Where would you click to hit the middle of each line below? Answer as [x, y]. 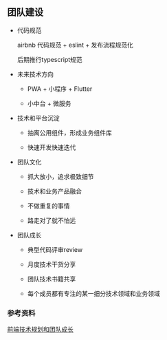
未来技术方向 [35, 74]
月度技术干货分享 [52, 264]
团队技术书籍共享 [52, 279]
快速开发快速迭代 [52, 147]
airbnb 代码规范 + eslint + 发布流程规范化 [75, 45]
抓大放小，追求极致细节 [60, 176]
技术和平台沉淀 [38, 118]
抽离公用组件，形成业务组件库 [69, 132]
